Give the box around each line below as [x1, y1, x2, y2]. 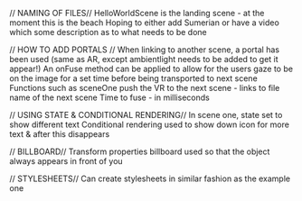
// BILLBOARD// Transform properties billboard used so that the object [9, 146, 270, 157]
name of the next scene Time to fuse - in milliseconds [9, 92, 210, 103]
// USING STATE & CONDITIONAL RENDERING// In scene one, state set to [9, 110, 283, 120]
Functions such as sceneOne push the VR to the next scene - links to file [9, 83, 280, 93]
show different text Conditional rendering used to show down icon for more [9, 119, 289, 130]
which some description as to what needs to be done [9, 27, 207, 37]
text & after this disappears [9, 129, 110, 139]
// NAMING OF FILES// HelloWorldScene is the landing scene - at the [9, 8, 265, 18]
